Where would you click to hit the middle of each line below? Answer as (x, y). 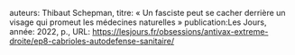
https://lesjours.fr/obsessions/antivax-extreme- (180, 31)
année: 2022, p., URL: (50, 31)
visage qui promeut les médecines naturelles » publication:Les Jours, (138, 22)
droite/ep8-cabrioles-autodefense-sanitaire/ (92, 41)
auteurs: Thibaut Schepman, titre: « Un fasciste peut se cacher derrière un (147, 13)
